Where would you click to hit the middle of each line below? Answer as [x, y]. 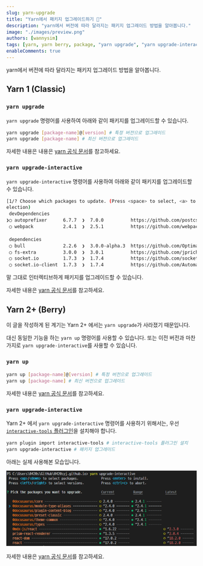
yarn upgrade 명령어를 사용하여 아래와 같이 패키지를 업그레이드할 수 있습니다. [98, 120]
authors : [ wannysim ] [32, 38]
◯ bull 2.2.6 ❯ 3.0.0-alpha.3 [67, 246]
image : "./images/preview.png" [46, 32]
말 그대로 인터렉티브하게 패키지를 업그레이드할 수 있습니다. [75, 277]
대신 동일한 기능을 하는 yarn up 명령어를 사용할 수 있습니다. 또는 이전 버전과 [95, 338]
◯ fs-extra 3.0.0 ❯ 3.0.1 [56, 252]
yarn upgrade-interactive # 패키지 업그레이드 [61, 450]
